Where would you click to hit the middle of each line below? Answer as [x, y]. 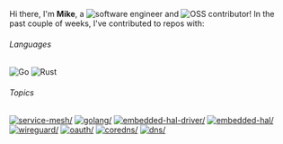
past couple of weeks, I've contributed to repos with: [107, 23]
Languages [31, 44]
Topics [22, 92]
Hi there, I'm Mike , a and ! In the [142, 14]
